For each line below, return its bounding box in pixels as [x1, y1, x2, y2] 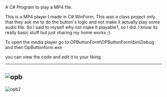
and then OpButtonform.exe [5, 45, 62, 50]
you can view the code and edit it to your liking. [5, 54, 102, 60]
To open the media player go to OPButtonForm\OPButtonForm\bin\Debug [5, 39, 154, 45]
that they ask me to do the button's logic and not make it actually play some [5, 19, 160, 25]
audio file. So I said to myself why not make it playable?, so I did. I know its [5, 24, 158, 30]
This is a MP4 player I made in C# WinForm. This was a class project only [5, 14, 156, 19]
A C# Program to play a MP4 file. [5, 4, 73, 10]
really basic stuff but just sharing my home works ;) [5, 30, 110, 35]
